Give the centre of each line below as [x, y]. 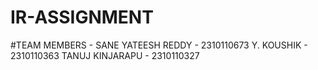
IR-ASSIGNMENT [82, 17]
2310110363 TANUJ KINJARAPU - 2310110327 [105, 55]
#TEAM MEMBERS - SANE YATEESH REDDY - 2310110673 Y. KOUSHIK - [159, 45]
